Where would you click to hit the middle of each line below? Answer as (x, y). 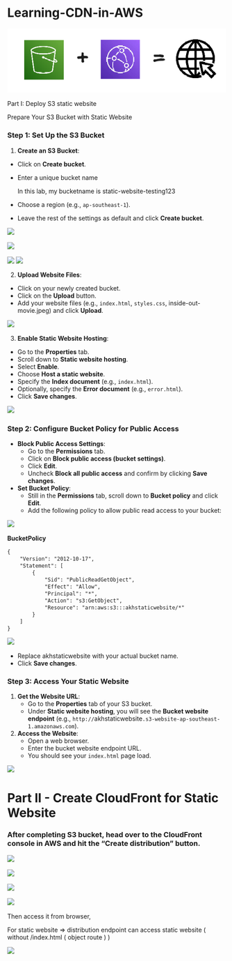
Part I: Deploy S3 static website (52, 104)
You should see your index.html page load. (89, 756)
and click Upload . (78, 310)
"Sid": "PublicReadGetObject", (90, 580)
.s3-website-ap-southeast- (181, 719)
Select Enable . (38, 367)
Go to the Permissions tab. (66, 451)
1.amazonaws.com (51, 727)
